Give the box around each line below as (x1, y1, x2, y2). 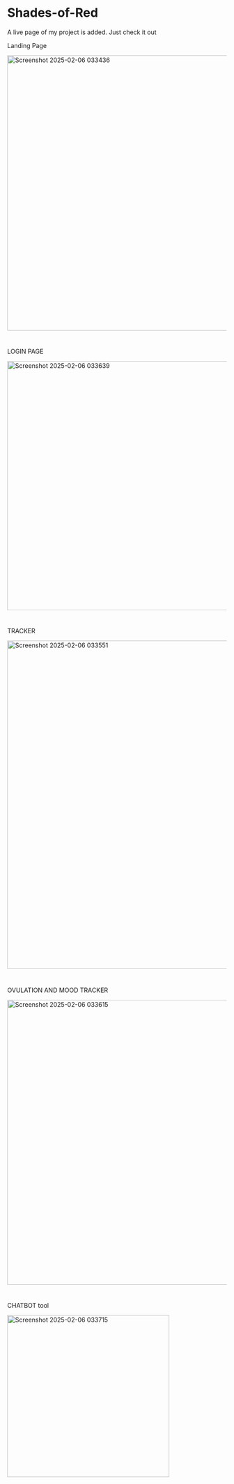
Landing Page (7, 41, 47, 49)
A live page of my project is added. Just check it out (7, 28, 157, 36)
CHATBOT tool (7, 1301, 49, 1309)
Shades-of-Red (7, 5, 99, 21)
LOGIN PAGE (7, 347, 44, 356)
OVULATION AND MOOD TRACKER (7, 986, 109, 994)
